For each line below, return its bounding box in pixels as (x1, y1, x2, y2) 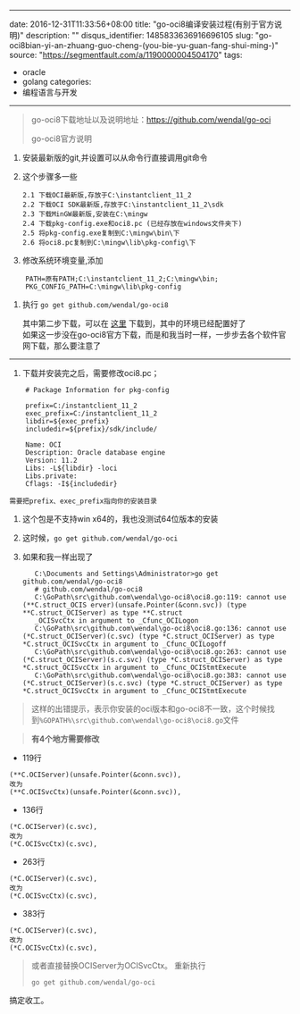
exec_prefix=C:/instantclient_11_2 (25, 409, 158, 418)
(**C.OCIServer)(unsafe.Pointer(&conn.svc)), (9, 770, 181, 779)
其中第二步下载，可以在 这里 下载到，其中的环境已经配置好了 (21, 318, 246, 329)
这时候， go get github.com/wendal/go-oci (21, 532, 179, 543)
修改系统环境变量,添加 (21, 256, 104, 265)
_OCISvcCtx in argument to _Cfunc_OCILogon (34, 616, 199, 625)
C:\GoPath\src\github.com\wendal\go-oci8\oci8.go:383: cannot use (34, 671, 287, 680)
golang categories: (21, 77, 92, 87)
